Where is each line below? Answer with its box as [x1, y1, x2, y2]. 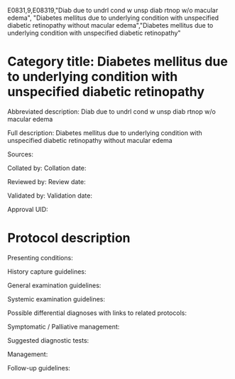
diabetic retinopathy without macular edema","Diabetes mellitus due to [7, 21, 214, 29]
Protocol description [7, 230, 131, 246]
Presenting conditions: [7, 253, 73, 262]
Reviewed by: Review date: [7, 177, 87, 186]
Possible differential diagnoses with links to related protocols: [7, 309, 187, 317]
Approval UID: [7, 205, 48, 213]
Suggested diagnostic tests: [7, 336, 89, 344]
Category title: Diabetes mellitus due [7, 53, 229, 70]
